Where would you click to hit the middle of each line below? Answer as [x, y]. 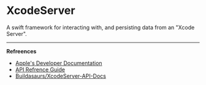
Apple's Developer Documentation [59, 63]
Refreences [21, 51]
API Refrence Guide [40, 69]
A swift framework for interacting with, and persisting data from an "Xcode [101, 27]
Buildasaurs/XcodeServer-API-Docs [60, 76]
